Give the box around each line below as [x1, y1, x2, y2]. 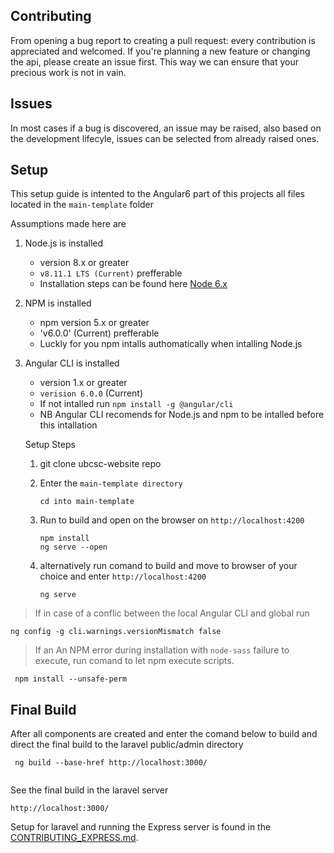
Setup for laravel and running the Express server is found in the [10, 821, 272, 833]
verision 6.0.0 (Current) [39, 387, 144, 399]
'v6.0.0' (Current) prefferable [39, 327, 160, 339]
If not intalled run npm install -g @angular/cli [39, 398, 234, 410]
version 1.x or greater [39, 377, 128, 389]
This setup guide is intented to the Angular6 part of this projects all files [10, 188, 306, 200]
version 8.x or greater [39, 257, 130, 269]
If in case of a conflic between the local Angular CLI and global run [34, 607, 310, 619]
